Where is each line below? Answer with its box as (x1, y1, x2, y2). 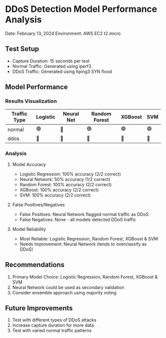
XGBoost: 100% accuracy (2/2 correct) (19, 187, 99, 193)
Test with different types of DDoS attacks (12, 317, 96, 323)
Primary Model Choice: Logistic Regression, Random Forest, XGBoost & (12, 274, 158, 280)
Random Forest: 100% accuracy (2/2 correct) (19, 181, 112, 187)
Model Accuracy (12, 161, 46, 167)
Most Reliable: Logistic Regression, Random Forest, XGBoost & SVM (19, 235, 158, 241)
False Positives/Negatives (12, 202, 65, 208)
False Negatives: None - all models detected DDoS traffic (19, 217, 136, 223)
